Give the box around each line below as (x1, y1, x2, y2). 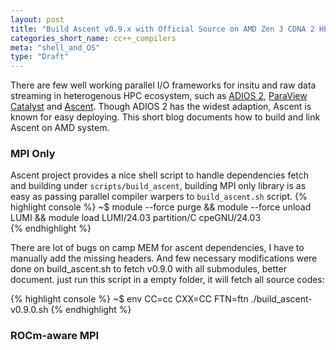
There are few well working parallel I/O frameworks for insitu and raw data (10, 79, 317, 91)
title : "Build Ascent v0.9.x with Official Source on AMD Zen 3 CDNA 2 (10, 24, 315, 34)
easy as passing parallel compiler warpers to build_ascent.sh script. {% (10, 191, 308, 203)
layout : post (10, 14, 65, 25)
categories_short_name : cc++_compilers (10, 33, 177, 43)
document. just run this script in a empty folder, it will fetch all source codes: (10, 274, 325, 286)
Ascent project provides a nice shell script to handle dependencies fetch (10, 169, 310, 181)
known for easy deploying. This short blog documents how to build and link (10, 111, 321, 123)
